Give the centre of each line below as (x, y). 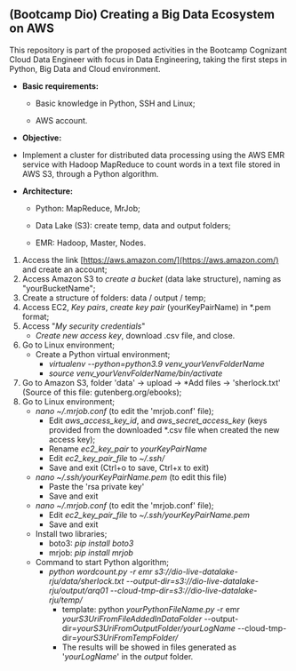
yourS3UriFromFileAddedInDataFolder (132, 619)
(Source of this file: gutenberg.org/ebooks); (102, 392)
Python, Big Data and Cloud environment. (85, 68)
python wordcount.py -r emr (100, 571)
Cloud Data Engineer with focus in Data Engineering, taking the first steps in (148, 59)
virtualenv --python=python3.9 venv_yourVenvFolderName (156, 363)
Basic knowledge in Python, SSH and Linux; (115, 103)
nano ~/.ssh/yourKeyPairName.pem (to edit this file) (131, 477)
